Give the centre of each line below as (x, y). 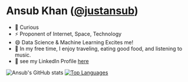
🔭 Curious (27, 27)
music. (23, 55)
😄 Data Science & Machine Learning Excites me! (74, 42)
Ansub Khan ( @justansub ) (72, 11)
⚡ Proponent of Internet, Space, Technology (68, 34)
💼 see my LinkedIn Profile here (52, 61)
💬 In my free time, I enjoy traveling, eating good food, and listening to (98, 48)
